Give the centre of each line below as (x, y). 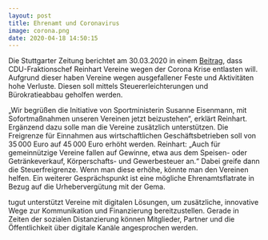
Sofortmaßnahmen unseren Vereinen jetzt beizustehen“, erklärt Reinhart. (128, 119)
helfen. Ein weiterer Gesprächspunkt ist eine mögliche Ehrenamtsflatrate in (131, 178)
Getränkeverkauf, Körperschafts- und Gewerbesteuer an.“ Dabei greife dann (134, 162)
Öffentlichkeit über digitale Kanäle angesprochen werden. (103, 228)
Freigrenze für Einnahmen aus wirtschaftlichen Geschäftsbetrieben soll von (132, 136)
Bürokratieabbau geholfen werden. (66, 95)
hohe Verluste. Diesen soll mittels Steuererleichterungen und (108, 86)
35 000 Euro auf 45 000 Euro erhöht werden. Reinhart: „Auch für (114, 144)
